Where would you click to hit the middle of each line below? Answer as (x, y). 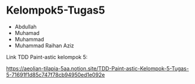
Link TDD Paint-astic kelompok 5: (47, 57)
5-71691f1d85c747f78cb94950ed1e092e (56, 75)
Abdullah (25, 27)
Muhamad (27, 33)
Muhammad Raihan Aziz (44, 46)
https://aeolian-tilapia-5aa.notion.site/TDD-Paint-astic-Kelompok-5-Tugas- (97, 68)
